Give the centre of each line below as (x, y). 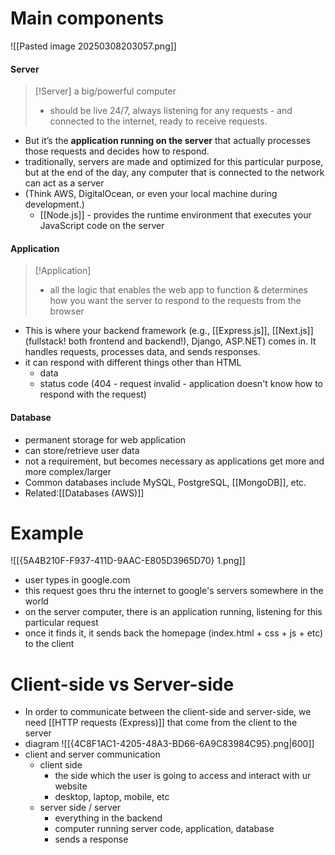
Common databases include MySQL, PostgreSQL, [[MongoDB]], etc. (165, 482)
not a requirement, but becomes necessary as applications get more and (174, 461)
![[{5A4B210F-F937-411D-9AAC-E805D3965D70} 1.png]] (128, 561)
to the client (49, 644)
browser (67, 311)
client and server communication (92, 754)
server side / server (80, 808)
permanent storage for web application (105, 439)
